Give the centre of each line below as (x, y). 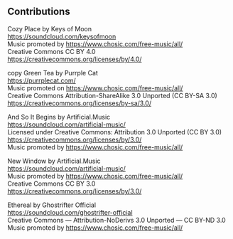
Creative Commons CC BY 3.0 (52, 184)
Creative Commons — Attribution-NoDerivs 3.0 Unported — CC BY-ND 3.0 (116, 220)
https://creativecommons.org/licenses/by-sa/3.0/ (79, 103)
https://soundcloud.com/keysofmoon (62, 36)
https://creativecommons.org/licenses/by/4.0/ (75, 59)
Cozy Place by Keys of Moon (50, 28)
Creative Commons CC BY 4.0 (52, 51)
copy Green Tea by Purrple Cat (53, 73)
